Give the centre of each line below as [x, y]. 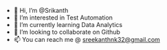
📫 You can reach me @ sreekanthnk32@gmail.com [87, 40]
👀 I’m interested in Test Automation [63, 18]
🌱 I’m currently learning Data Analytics [68, 25]
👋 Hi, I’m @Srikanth [41, 10]
